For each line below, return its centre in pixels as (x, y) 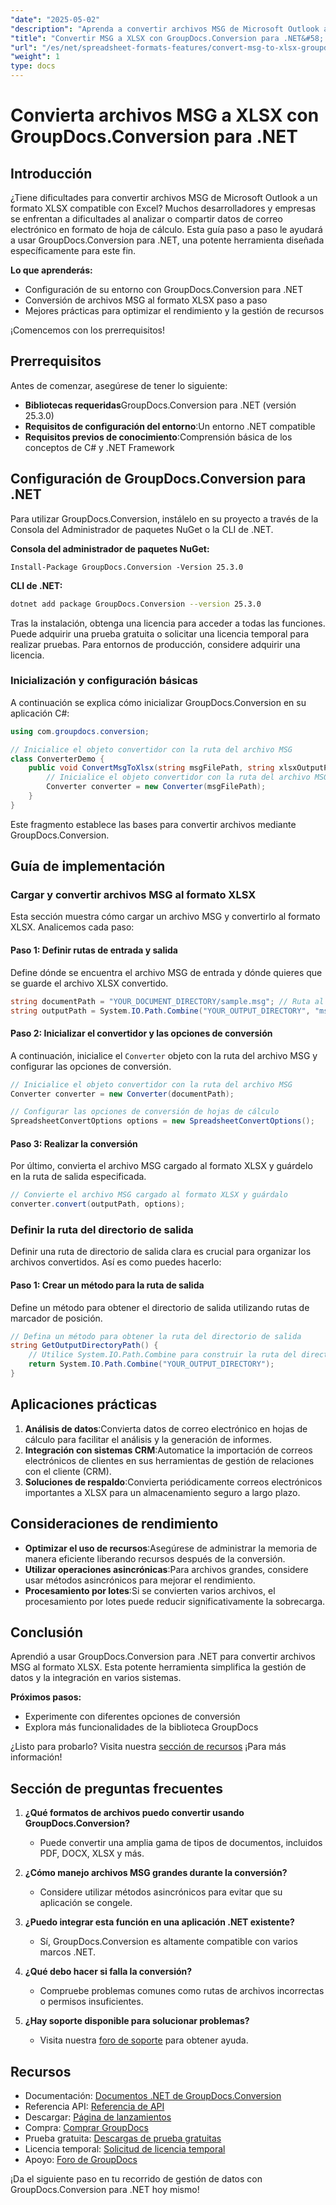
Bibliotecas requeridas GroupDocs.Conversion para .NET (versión (160, 405)
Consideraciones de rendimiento (114, 1524)
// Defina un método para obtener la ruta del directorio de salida (156, 1336)
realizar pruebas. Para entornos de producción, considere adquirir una (155, 644)
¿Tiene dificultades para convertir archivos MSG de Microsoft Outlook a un (164, 197)
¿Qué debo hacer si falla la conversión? (108, 1972)
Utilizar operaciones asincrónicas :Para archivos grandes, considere (166, 1569)
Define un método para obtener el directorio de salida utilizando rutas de (160, 1307)
